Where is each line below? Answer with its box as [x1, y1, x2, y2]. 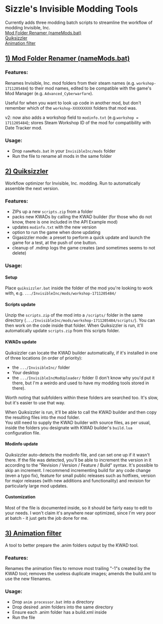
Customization [5, 494, 36, 500]
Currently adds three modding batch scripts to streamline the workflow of [5, 19, 153, 25]
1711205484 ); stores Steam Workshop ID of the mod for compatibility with [5, 119, 151, 125]
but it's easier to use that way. [5, 399, 66, 405]
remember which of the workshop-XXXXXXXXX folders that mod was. [5, 105, 137, 111]
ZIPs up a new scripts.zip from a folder [12, 208, 93, 215]
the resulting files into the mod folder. [5, 414, 80, 420]
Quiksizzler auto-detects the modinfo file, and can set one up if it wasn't [5, 452, 150, 457]
